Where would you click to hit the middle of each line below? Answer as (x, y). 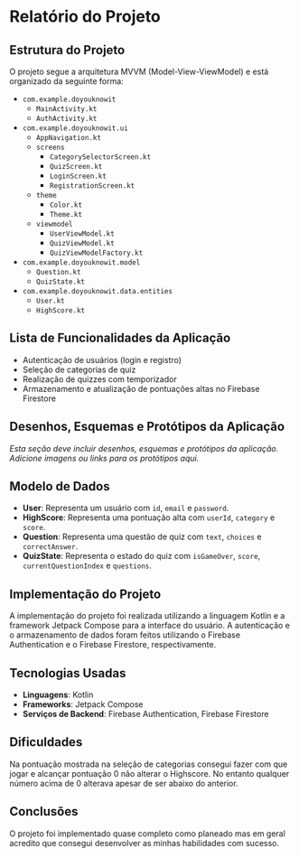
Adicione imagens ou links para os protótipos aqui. (104, 458)
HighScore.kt (61, 311)
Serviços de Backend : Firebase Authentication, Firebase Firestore (145, 714)
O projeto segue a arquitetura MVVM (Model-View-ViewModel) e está (139, 71)
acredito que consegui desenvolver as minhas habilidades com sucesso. (145, 843)
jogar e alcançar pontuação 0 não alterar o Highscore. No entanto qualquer (149, 773)
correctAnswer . (50, 546)
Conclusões (44, 811)
